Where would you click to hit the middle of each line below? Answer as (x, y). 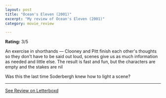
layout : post (19, 10)
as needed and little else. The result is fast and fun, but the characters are (80, 62)
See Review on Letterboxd (32, 91)
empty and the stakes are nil (34, 67)
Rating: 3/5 (17, 42)
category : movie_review (30, 23)
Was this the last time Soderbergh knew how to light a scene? (68, 76)
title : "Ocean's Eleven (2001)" (38, 14)
